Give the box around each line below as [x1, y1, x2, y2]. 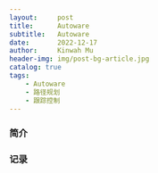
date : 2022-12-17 [9, 37, 98, 47]
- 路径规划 [25, 87, 61, 96]
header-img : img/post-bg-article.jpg [9, 54, 150, 63]
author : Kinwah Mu [9, 46, 94, 55]
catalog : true [9, 63, 62, 72]
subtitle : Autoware [9, 29, 90, 38]
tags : [9, 71, 29, 80]
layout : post [9, 12, 74, 22]
